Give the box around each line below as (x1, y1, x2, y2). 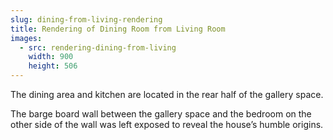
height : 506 (28, 61, 78, 71)
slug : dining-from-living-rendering (10, 14, 163, 25)
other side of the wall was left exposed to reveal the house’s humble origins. (10, 119, 324, 130)
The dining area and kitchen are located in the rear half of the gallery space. (10, 89, 324, 100)
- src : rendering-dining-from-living (19, 42, 177, 53)
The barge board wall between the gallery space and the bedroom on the (10, 108, 312, 120)
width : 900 (28, 52, 74, 62)
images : (10, 33, 43, 43)
